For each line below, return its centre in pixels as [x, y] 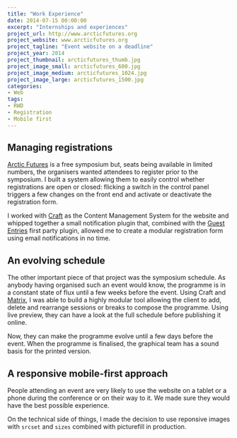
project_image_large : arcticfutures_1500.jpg [75, 79]
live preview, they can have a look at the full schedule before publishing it [114, 315]
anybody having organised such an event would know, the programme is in [117, 285]
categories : [25, 86]
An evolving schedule [56, 260]
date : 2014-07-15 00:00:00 [47, 20]
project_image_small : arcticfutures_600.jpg [74, 66]
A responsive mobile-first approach [88, 373]
